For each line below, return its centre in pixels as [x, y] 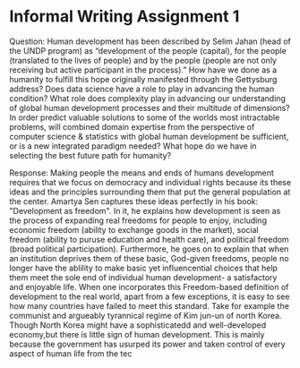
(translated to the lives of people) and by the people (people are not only [143, 60]
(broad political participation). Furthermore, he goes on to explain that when [149, 249]
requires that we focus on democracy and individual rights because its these [150, 182]
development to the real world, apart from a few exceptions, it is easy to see [150, 296]
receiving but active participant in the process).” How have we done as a [143, 70]
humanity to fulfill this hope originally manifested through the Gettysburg [143, 79]
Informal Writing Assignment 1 [124, 17]
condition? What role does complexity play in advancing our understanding [148, 98]
